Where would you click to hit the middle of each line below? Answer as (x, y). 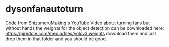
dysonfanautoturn (44, 9)
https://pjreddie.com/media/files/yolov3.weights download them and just (81, 33)
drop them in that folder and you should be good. (56, 39)
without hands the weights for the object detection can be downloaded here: (85, 28)
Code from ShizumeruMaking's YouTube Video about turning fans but (78, 23)
